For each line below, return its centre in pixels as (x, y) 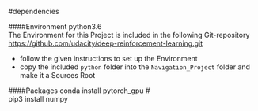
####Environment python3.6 (55, 26)
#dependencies (34, 11)
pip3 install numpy (38, 99)
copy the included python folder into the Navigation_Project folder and (135, 67)
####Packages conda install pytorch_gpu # (79, 91)
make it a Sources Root (57, 75)
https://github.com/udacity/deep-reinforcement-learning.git (106, 43)
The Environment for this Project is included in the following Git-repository (129, 35)
